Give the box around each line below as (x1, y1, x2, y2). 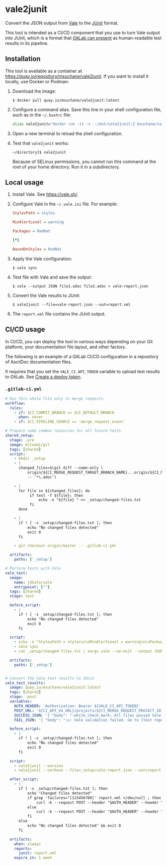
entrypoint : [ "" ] (14, 584, 50, 589)
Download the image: (12, 88, 56, 94)
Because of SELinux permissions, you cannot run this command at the (12, 158, 157, 164)
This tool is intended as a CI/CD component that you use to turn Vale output (5, 29, 160, 35)
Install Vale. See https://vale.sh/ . (12, 191, 79, 197)
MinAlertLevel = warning (12, 220, 64, 225)
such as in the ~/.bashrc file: (12, 112, 71, 118)
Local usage (5, 178, 44, 187)
